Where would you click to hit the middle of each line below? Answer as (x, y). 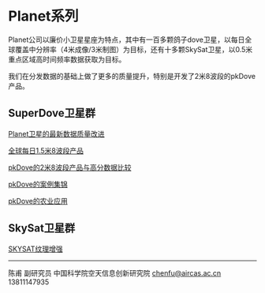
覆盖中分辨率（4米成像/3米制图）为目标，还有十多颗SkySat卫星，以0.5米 (134, 49)
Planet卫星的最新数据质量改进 (56, 133)
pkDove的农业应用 (38, 201)
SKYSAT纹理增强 (35, 249)
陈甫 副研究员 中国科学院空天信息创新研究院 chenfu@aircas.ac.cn (115, 272)
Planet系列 (43, 16)
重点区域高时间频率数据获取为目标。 (67, 59)
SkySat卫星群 (42, 229)
